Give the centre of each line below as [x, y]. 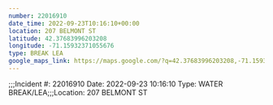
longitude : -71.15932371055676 [61, 46]
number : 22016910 [38, 16]
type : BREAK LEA [36, 53]
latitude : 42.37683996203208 [58, 38]
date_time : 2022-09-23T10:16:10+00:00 [74, 23]
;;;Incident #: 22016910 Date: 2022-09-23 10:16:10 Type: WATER [116, 84]
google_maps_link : [39, 61]
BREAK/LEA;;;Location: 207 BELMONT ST [78, 92]
